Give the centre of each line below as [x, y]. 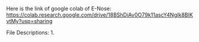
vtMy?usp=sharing [29, 21]
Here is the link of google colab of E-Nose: [59, 9]
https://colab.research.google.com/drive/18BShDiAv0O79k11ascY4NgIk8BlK [100, 15]
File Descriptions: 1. [30, 33]
